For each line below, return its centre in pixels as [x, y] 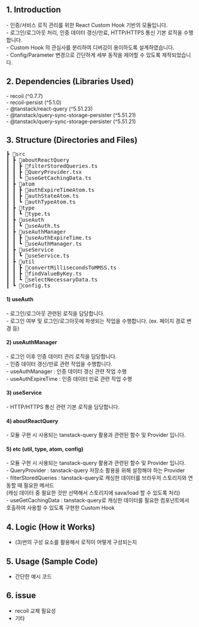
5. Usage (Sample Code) [52, 561]
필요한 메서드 [39, 485]
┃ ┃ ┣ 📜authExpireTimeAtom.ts [50, 190]
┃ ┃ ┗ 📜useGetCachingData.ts [49, 178]
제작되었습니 [176, 55]
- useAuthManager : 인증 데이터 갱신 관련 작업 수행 [67, 371]
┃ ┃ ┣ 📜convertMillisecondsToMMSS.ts [62, 268]
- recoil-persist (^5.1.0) [34, 102]
